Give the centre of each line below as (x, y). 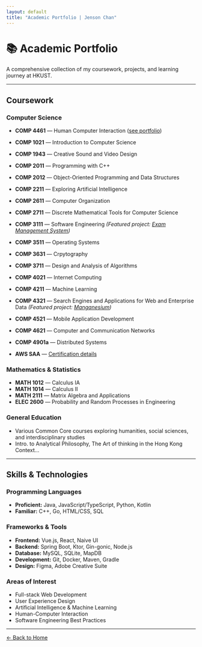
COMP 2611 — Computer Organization (62, 201)
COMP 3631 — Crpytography (51, 254)
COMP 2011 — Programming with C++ (62, 166)
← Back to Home (27, 638)
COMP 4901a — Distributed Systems (61, 342)
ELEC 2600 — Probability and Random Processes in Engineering (95, 402)
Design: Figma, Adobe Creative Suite (61, 566)
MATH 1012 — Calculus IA (47, 383)
